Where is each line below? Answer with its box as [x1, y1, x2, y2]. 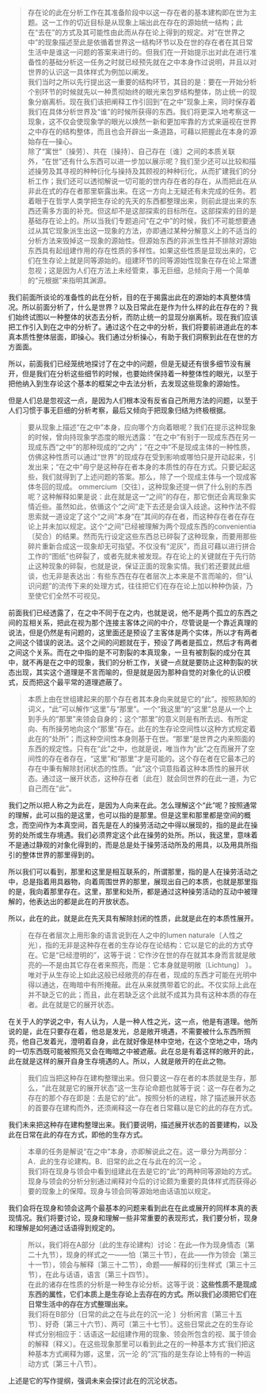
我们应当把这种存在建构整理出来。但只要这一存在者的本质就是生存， [27, 1073, 250, 1083]
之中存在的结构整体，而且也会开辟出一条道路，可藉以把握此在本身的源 [27, 127, 257, 136]
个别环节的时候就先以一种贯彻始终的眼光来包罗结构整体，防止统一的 [27, 87, 250, 96]
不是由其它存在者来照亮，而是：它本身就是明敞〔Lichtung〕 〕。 [48, 960, 256, 969]
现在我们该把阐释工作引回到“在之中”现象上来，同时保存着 [69, 97, 256, 106]
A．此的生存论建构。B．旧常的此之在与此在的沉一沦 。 [27, 1156, 206, 1166]
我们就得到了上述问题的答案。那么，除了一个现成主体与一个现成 [41, 472, 250, 481]
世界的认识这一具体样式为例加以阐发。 [27, 67, 153, 76]
